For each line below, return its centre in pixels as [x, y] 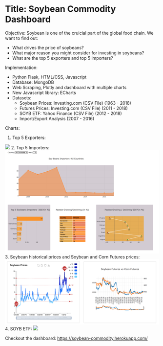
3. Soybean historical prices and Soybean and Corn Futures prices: [72, 257]
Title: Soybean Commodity [61, 9]
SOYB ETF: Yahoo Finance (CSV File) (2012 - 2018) [71, 113]
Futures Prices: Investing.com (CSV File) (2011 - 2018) [73, 108]
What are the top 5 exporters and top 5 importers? [62, 58]
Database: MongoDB [33, 82]
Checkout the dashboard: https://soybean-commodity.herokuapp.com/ [76, 338]
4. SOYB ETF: [19, 329]
